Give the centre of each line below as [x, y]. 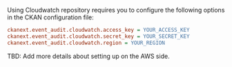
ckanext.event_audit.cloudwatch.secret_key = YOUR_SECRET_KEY [98, 36]
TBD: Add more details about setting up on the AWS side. [89, 56]
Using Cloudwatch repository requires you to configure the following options [116, 10]
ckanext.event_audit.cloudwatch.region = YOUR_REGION [86, 43]
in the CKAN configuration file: [51, 17]
